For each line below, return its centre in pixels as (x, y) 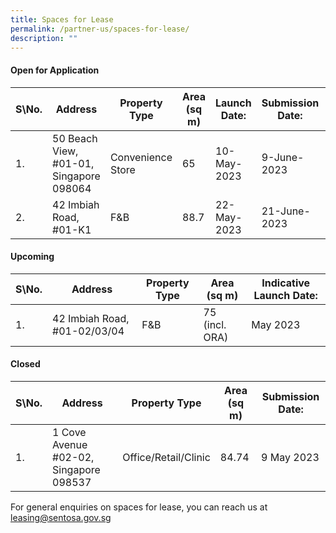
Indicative (286, 283)
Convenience (141, 157)
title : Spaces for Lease (62, 19)
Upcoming (32, 257)
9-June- (283, 157)
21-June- (286, 211)
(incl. (215, 324)
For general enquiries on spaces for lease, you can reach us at (139, 507)
